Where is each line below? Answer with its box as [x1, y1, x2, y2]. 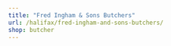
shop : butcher [8, 26, 55, 34]
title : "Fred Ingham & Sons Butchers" [8, 11, 136, 19]
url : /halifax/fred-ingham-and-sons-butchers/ [8, 19, 164, 27]
